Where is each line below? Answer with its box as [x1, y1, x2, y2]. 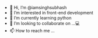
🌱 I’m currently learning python [9, 15, 72, 20]
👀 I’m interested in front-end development [9, 10, 94, 16]
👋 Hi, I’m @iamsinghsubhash [9, 5, 67, 10]
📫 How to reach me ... [9, 28, 55, 34]
